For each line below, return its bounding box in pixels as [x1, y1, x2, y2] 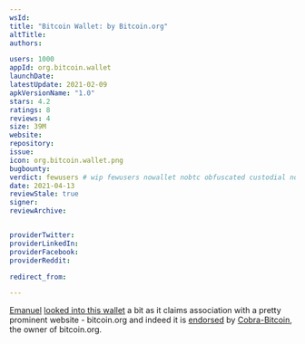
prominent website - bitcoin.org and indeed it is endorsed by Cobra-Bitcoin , [9, 314, 293, 326]
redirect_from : [9, 272, 67, 282]
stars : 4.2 [9, 97, 51, 106]
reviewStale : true [9, 189, 79, 199]
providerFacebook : [9, 247, 79, 256]
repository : [9, 139, 54, 148]
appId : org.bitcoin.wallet [9, 63, 112, 72]
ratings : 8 [9, 105, 51, 114]
